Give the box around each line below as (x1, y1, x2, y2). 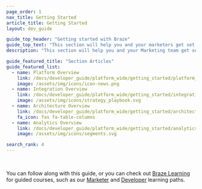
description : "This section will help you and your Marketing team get (6, 47, 189, 54)
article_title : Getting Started (6, 20, 87, 26)
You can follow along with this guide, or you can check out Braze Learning (6, 170, 191, 177)
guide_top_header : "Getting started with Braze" (6, 37, 130, 43)
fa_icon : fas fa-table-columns (17, 114, 96, 120)
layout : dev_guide (6, 25, 52, 32)
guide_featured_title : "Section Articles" (6, 58, 114, 64)
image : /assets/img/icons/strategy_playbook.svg (17, 97, 141, 104)
